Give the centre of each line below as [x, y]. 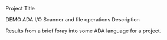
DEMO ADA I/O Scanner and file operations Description [73, 19]
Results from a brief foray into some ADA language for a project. [83, 31]
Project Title [20, 8]
